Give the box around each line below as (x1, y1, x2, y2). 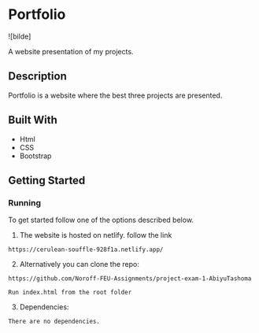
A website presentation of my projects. (8, 46, 134, 56)
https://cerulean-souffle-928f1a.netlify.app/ (8, 246, 164, 253)
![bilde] (8, 31, 31, 41)
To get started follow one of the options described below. (8, 215, 194, 225)
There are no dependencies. (8, 317, 101, 326)
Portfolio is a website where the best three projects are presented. (8, 91, 223, 100)
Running (8, 197, 42, 208)
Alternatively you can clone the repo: (19, 260, 139, 269)
